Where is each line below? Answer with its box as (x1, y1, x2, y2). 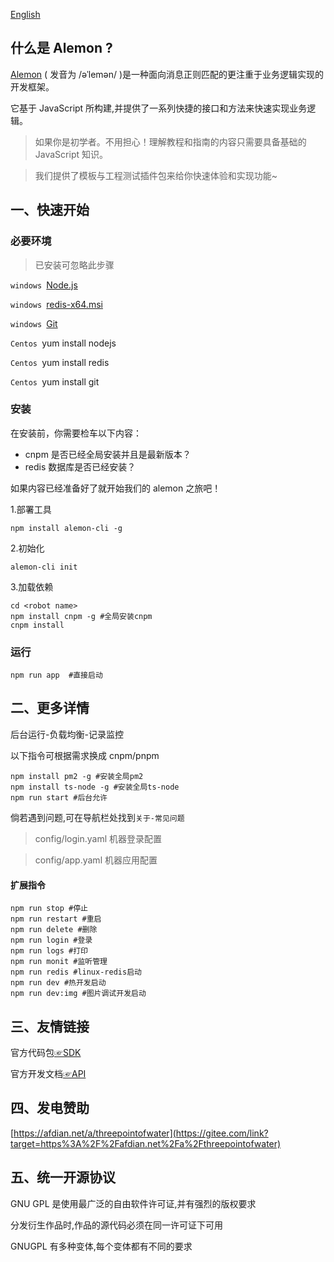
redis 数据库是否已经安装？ (24, 460, 137, 473)
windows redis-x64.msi (10, 298, 103, 310)
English (10, 9, 41, 20)
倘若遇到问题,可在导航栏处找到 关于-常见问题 (10, 811, 185, 823)
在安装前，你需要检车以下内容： (10, 427, 142, 439)
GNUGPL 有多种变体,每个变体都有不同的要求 (10, 1240, 193, 1252)
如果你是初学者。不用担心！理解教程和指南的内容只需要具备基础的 (34, 135, 307, 148)
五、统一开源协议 (10, 1169, 116, 1186)
